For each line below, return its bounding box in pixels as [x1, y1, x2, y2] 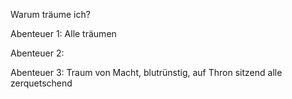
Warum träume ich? [10, 9, 91, 20]
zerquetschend [10, 77, 73, 89]
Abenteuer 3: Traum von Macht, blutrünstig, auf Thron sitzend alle [10, 67, 283, 78]
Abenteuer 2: [10, 47, 65, 59]
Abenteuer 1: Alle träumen [10, 28, 117, 39]
